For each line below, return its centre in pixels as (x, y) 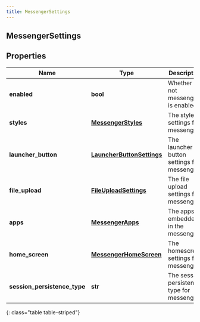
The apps (181, 211)
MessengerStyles (117, 122)
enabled (21, 94)
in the (176, 226)
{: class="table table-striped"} (43, 312)
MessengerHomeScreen (126, 254)
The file (178, 179)
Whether (180, 83)
